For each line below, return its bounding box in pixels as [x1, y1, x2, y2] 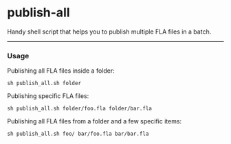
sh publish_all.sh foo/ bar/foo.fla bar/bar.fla [7, 130, 149, 138]
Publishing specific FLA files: [7, 92, 89, 100]
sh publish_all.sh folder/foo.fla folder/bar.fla [7, 105, 153, 112]
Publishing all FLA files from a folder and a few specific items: [7, 117, 182, 125]
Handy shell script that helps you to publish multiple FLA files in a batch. [7, 27, 212, 36]
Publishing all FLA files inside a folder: [7, 67, 115, 75]
